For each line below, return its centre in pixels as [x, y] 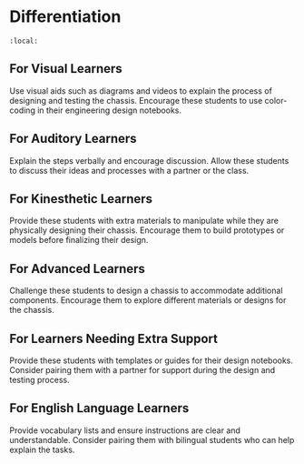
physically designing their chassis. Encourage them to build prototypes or [147, 230]
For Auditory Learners [74, 139]
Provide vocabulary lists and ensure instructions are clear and [125, 430]
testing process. [39, 380]
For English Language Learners [99, 408]
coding [23, 110]
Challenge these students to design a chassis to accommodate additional [146, 291]
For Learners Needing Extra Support [113, 338]
